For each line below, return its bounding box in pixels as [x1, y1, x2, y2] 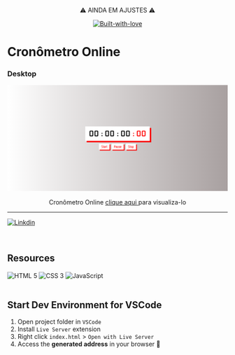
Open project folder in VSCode [17, 318, 101, 326]
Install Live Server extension [17, 325, 101, 333]
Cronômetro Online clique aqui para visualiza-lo [48, 198, 187, 207]
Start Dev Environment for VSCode [7, 299, 162, 311]
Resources [7, 252, 55, 264]
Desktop [7, 69, 37, 79]
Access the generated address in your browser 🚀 [17, 340, 161, 349]
